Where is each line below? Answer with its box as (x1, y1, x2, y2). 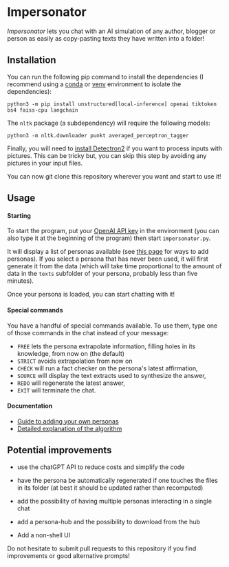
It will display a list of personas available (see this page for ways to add (7, 248, 209, 256)
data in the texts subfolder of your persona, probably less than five (7, 270, 198, 278)
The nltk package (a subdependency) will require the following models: (7, 119, 211, 127)
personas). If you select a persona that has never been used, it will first (7, 255, 208, 263)
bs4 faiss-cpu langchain (7, 106, 78, 114)
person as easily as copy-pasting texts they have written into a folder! (7, 34, 205, 42)
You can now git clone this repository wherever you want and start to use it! (7, 172, 221, 180)
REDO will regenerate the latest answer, (17, 379, 126, 387)
